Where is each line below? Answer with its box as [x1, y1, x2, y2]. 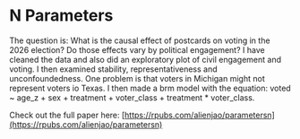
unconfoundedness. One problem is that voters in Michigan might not [9, 73, 266, 83]
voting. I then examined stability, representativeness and [9, 64, 218, 74]
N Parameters [9, 5, 114, 26]
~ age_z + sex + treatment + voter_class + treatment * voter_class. [9, 91, 255, 103]
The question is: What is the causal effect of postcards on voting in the [9, 35, 270, 46]
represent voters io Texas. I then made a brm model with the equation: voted [9, 83, 291, 93]
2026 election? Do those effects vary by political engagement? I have [9, 44, 266, 55]
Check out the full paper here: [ [9, 109, 125, 120]
